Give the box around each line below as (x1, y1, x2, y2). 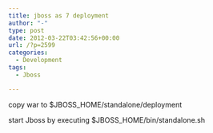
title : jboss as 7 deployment (8, 11, 110, 20)
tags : (8, 64, 26, 72)
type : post (8, 26, 45, 34)
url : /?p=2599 (8, 41, 56, 49)
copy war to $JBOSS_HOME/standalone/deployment (8, 100, 183, 109)
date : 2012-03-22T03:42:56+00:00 (8, 33, 120, 42)
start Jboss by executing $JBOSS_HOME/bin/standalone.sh (8, 115, 206, 124)
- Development (15, 57, 62, 65)
